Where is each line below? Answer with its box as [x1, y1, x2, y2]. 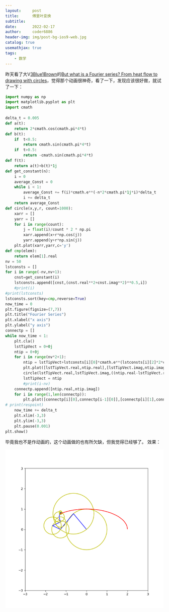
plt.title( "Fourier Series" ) [5, 312, 66, 317]
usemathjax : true [5, 45, 42, 50]
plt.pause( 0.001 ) [14, 424, 51, 429]
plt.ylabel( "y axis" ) [5, 323, 51, 328]
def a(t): [5, 121, 26, 126]
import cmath [5, 105, 33, 110]
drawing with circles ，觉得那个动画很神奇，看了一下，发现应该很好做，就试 [5, 77, 162, 83]
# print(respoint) [5, 402, 44, 407]
